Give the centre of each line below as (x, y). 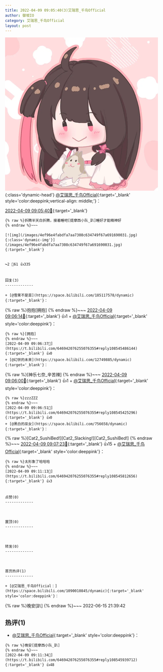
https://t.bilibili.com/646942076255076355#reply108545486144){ (71, 349)
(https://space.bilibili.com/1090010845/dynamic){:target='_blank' (75, 591)
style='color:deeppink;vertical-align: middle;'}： (53, 201)
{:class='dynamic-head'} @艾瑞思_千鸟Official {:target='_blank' (68, 195)
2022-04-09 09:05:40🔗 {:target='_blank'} (46, 211)
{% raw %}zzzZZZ (21, 398)
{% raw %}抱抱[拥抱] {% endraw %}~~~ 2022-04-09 (59, 310)
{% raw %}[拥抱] (21, 334)
